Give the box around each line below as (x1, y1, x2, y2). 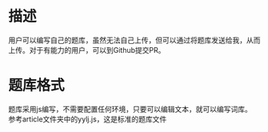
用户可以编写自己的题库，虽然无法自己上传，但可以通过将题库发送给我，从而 (8, 35, 261, 45)
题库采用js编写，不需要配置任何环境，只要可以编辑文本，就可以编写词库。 (8, 104, 252, 114)
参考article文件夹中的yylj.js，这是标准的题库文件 (8, 114, 167, 124)
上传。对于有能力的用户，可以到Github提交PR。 (8, 45, 166, 54)
